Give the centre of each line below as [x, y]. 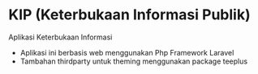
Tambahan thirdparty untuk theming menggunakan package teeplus [134, 61]
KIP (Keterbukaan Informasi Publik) [129, 15]
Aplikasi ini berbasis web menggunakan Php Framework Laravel [127, 52]
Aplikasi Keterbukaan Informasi [60, 37]
